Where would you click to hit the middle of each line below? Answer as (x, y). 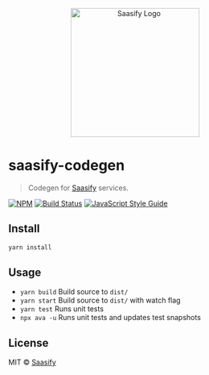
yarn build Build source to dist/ (74, 292)
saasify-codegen (67, 166)
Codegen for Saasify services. (78, 187)
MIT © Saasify (32, 362)
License (29, 343)
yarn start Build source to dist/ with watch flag (100, 300)
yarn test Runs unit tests (62, 309)
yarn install (30, 247)
